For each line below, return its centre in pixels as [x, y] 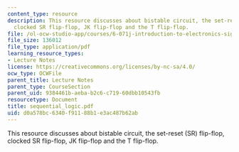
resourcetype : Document [43, 100]
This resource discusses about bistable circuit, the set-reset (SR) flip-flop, [116, 133]
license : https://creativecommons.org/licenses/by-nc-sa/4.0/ [101, 67]
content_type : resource [43, 14]
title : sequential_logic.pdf [51, 107]
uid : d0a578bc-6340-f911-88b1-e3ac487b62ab [73, 113]
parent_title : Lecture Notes [51, 80]
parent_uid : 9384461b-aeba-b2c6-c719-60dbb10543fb [84, 93]
